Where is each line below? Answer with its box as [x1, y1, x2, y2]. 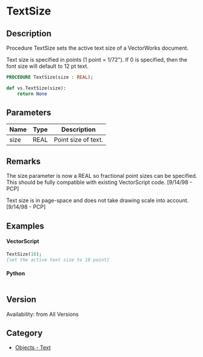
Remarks [6, 156, 41, 166]
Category [6, 328, 43, 338]
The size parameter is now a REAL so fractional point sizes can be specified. [6, 172, 198, 180]
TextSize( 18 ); [6, 251, 42, 257]
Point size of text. [53, 136, 104, 144]
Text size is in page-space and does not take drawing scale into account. [6, 197, 189, 204]
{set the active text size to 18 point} [6, 257, 110, 263]
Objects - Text [15, 344, 52, 352]
